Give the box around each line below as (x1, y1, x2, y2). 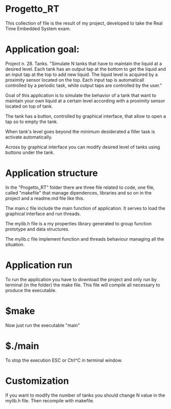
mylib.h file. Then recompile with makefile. (5, 397, 94, 403)
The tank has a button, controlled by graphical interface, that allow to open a (5, 113, 166, 119)
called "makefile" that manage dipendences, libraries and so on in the (5, 189, 152, 196)
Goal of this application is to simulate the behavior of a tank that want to (5, 92, 157, 98)
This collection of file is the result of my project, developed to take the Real (5, 20, 163, 26)
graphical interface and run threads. (5, 210, 81, 217)
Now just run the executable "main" (5, 322, 80, 328)
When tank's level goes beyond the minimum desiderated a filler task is (5, 128, 155, 134)
